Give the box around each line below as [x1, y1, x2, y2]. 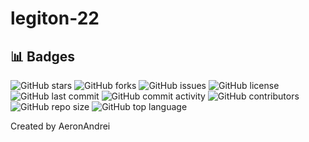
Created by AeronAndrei [10, 120, 111, 132]
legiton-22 [10, 7, 100, 30]
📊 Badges [10, 48, 75, 65]
